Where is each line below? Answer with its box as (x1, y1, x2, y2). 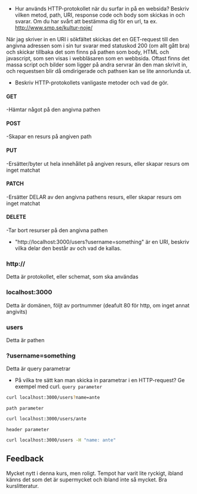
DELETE (6, 214, 26, 221)
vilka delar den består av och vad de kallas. (14, 245, 122, 252)
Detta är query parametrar (6, 365, 70, 373)
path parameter (6, 405, 44, 411)
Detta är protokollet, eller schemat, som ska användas (6, 273, 138, 280)
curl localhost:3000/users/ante (6, 416, 87, 422)
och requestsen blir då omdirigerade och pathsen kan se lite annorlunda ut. (6, 68, 192, 74)
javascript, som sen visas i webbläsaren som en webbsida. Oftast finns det (6, 55, 190, 62)
